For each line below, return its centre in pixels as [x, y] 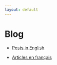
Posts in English [28, 48]
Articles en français [32, 57]
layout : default [21, 10]
